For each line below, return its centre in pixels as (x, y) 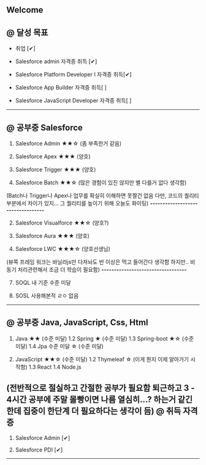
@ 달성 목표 (27, 32)
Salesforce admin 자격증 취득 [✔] (56, 61)
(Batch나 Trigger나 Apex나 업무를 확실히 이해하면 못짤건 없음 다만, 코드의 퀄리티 (103, 196)
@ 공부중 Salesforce (44, 127)
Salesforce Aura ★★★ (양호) (52, 236)
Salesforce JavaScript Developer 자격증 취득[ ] (73, 101)
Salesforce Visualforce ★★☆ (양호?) (62, 223)
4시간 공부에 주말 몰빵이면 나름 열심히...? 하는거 (91, 400)
